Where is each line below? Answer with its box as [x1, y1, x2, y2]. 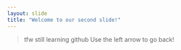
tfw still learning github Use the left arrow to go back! [23, 35, 175, 43]
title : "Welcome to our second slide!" [7, 16, 121, 23]
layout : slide [7, 10, 48, 17]
